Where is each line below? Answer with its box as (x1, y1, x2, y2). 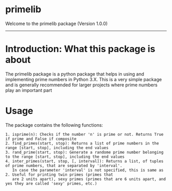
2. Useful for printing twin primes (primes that (5, 172, 114, 177)
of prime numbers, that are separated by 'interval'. (5, 163, 123, 168)
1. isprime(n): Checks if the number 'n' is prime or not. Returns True (5, 132, 164, 137)
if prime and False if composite (5, 136, 77, 141)
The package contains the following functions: (5, 122, 103, 128)
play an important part (5, 87, 52, 93)
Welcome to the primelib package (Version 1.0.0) (5, 20, 108, 27)
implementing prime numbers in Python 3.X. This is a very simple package (5, 76, 162, 82)
